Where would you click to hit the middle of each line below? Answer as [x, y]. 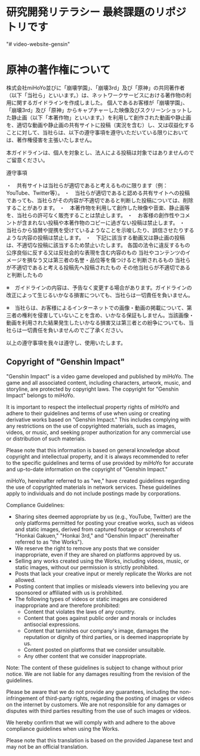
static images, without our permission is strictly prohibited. [87, 567]
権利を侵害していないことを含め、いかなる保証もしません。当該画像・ [108, 315]
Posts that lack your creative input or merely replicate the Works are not [103, 573]
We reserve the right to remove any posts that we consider [87, 548]
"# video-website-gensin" [38, 44]
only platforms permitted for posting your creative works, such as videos [104, 523]
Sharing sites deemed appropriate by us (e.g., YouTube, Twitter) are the [103, 516]
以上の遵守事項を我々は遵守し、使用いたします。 [66, 342]
